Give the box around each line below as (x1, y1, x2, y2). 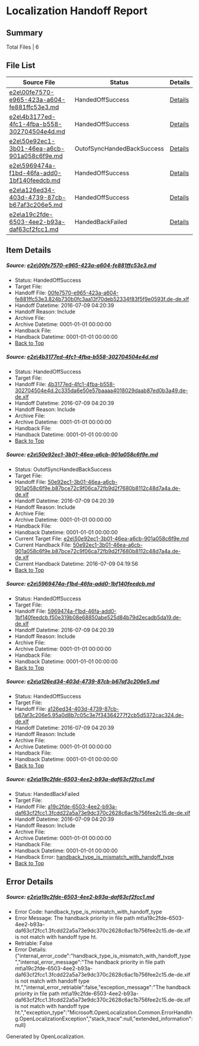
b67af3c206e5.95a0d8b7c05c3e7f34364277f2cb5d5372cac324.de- (14, 712, 184, 719)
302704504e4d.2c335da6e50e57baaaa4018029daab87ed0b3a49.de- (14, 387, 188, 394)
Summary (6, 28, 43, 38)
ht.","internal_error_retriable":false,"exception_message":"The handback (14, 984, 191, 991)
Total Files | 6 (6, 43, 39, 50)
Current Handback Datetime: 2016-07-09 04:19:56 (14, 560, 138, 567)
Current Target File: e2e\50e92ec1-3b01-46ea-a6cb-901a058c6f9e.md (14, 535, 190, 543)
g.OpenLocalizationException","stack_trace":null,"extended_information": (14, 1015, 193, 1022)
